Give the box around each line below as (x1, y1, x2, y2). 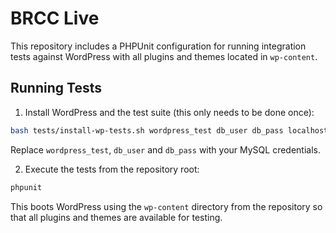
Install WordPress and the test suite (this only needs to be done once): (24, 106, 315, 118)
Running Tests (10, 80, 102, 97)
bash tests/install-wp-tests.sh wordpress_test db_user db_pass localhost (10, 125, 329, 136)
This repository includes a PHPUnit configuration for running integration (10, 40, 307, 52)
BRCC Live (10, 7, 100, 30)
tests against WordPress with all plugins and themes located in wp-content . (10, 50, 318, 62)
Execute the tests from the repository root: (24, 163, 200, 175)
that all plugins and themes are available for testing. (10, 211, 223, 223)
